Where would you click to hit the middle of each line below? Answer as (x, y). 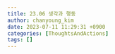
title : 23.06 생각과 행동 (42, 14)
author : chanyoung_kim (41, 20)
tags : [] (20, 40)
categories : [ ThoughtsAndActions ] (58, 33)
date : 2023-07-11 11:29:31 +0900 (56, 27)
